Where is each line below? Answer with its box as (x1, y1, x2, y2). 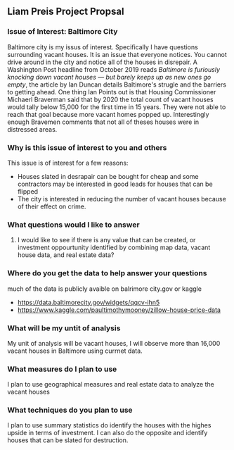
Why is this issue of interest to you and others (7, 142, 167, 152)
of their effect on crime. (17, 202, 86, 211)
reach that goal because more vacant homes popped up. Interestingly (7, 110, 209, 118)
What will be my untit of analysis (7, 323, 121, 333)
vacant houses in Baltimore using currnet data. (7, 346, 143, 355)
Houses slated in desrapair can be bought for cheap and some (17, 172, 199, 180)
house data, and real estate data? (17, 251, 115, 259)
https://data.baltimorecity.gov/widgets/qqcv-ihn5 (17, 298, 160, 306)
